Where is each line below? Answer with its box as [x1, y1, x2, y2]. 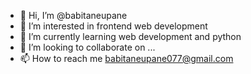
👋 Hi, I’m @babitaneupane [19, 10, 128, 21]
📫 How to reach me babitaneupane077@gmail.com [19, 53, 234, 64]
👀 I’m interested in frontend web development [19, 20, 208, 32]
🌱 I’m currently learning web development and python [19, 31, 242, 42]
